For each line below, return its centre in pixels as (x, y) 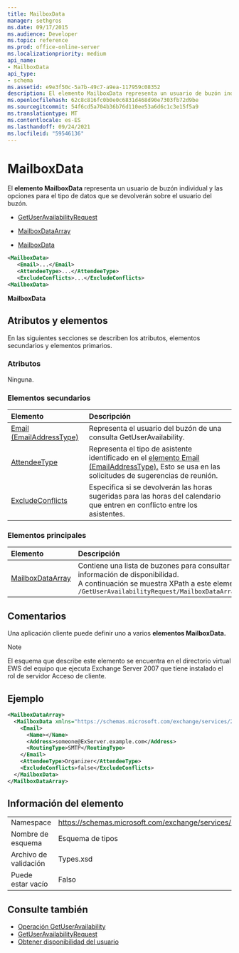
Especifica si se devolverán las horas (150, 487)
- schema (20, 80)
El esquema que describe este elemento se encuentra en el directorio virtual (119, 661)
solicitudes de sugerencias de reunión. (153, 476)
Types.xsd (75, 859)
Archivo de (29, 855)
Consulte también (48, 909)
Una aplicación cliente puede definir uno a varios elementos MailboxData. (117, 633)
